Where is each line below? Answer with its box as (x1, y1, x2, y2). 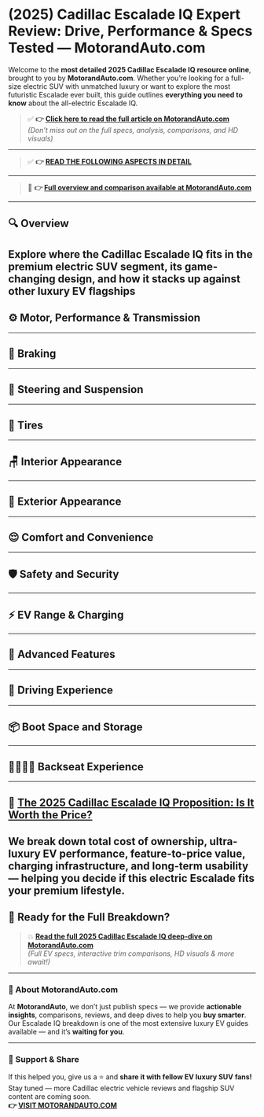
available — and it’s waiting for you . (8, 1027, 125, 1037)
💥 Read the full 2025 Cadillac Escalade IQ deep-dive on (27, 931, 213, 941)
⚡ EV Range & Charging (8, 608, 124, 622)
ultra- (209, 835, 238, 848)
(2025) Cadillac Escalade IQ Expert (8, 6, 241, 24)
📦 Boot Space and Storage (8, 721, 143, 734)
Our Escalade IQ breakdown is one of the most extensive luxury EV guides (8, 1019, 249, 1028)
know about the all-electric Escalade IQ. (8, 98, 138, 108)
